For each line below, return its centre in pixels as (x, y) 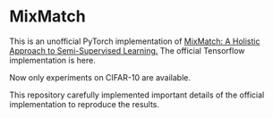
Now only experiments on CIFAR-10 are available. (100, 77)
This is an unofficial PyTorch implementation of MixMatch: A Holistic (135, 41)
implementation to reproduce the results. (84, 104)
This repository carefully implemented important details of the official (137, 95)
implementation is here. (52, 60)
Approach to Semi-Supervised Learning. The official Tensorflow (127, 50)
